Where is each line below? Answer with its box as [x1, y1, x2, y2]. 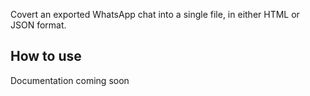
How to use [10, 48, 82, 65]
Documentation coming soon [10, 74, 130, 86]
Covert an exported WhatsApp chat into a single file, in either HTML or [10, 9, 300, 20]
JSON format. [10, 19, 67, 31]
